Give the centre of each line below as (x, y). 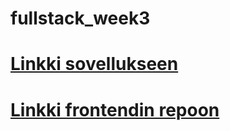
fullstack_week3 (80, 18)
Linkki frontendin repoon (115, 109)
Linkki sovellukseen (94, 64)
